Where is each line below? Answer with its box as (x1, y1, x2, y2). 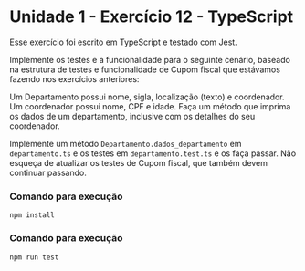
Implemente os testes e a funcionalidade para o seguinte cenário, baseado (9, 54, 290, 65)
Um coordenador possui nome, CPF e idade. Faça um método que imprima (9, 100, 291, 111)
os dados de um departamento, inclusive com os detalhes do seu (9, 110, 256, 121)
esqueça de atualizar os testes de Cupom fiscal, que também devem (9, 157, 268, 168)
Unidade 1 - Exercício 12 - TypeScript (9, 6, 294, 27)
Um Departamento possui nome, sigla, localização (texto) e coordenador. (9, 91, 285, 102)
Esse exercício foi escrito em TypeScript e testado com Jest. (9, 36, 237, 47)
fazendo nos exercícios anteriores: (9, 73, 140, 84)
